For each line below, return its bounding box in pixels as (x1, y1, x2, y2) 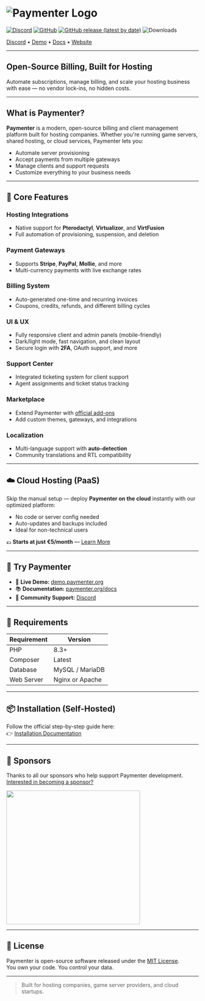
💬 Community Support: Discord (15, 594, 96, 601)
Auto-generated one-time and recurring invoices (15, 296, 138, 303)
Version (67, 635, 91, 644)
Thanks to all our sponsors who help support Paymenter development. (6, 772, 184, 780)
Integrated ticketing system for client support (15, 373, 129, 381)
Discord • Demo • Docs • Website (6, 38, 93, 45)
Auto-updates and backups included (15, 519, 107, 527)
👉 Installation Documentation (6, 730, 82, 737)
